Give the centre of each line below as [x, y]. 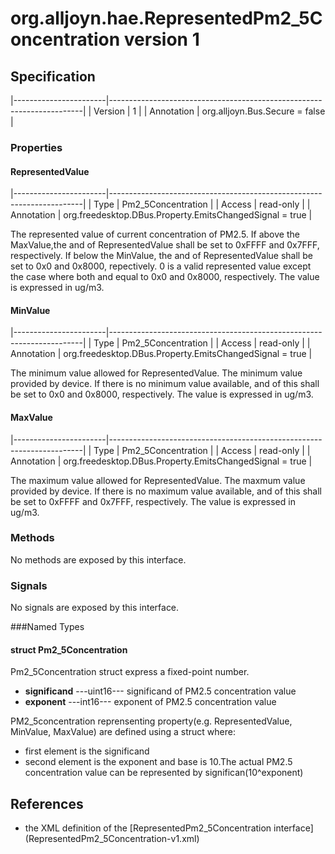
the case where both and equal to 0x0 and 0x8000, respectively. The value [165, 277]
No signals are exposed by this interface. [95, 608]
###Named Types [47, 627]
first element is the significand [87, 751]
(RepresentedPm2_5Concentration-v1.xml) [112, 839]
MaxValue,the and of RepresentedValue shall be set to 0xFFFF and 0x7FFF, [165, 245]
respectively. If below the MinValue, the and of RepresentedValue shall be [161, 256]
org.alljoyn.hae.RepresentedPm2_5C [166, 18]
